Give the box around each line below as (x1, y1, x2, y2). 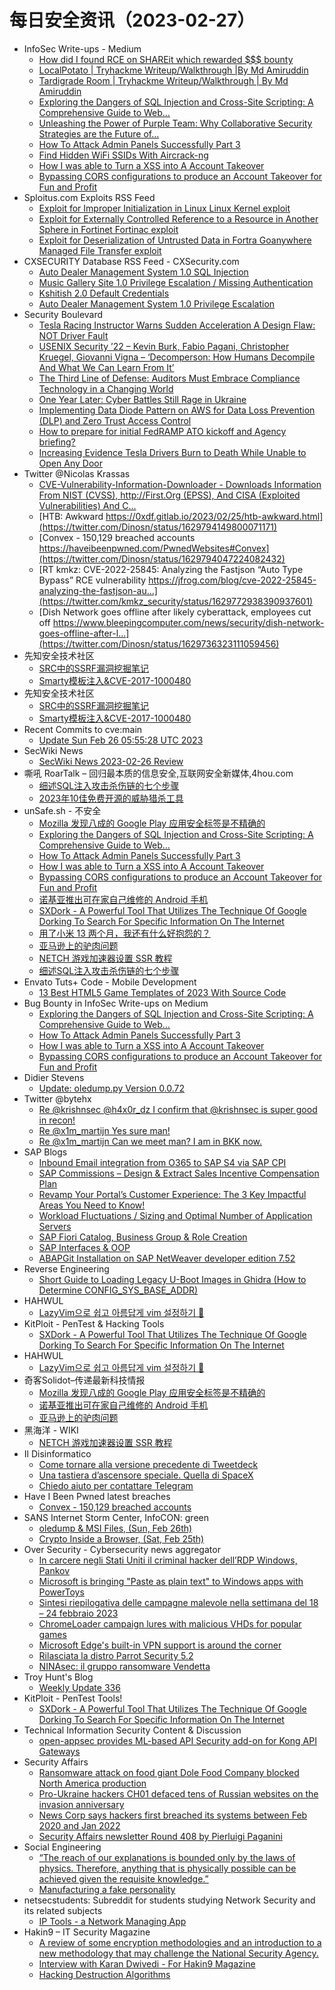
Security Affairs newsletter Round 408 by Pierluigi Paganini (38, 1830, 283, 1842)
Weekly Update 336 (38, 1681, 121, 1693)
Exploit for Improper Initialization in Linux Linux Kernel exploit (38, 202, 291, 214)
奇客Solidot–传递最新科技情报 (23, 1374, 146, 1386)
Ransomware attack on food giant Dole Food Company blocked (38, 1766, 300, 1778)
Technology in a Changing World (38, 382, 174, 395)
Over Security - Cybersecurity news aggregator (23, 1543, 221, 1555)
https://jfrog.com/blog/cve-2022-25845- (148, 574, 317, 586)
